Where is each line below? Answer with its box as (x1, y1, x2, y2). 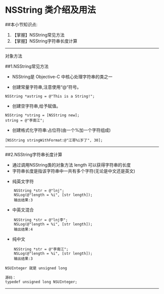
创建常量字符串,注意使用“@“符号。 (12, 84, 82, 90)
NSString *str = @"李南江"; (14, 247, 69, 252)
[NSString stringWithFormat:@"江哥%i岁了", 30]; (5, 138, 103, 143)
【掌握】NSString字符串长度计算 (12, 38, 78, 44)
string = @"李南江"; (5, 118, 45, 123)
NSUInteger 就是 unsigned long (5, 266, 67, 271)
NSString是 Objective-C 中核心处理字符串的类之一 (12, 74, 113, 80)
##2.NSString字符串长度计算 (5, 151, 62, 157)
